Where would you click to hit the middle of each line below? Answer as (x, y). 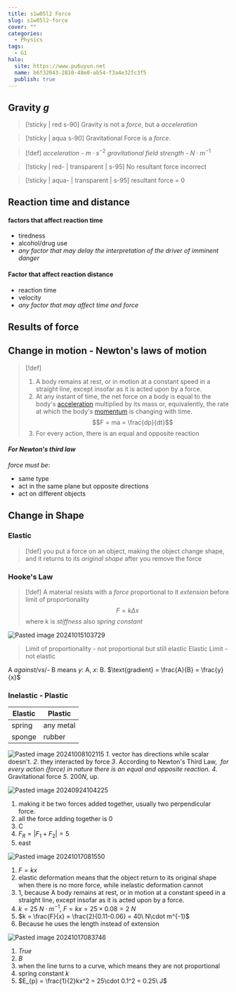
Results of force (44, 327)
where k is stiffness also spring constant (84, 621)
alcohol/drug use (43, 243)
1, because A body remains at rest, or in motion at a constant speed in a (122, 893)
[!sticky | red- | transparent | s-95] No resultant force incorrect (116, 167)
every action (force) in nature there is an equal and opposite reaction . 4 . (113, 769)
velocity (29, 297)
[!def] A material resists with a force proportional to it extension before (127, 592)
